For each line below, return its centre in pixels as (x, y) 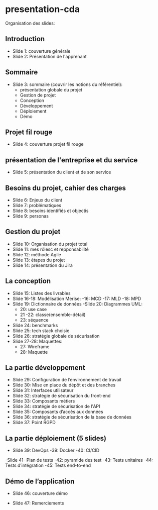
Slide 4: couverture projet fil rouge (48, 144)
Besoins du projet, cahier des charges (66, 188)
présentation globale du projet (51, 89)
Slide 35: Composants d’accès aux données (58, 412)
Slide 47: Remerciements (38, 503)
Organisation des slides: (30, 23)
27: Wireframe (35, 346)
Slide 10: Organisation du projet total (50, 244)
